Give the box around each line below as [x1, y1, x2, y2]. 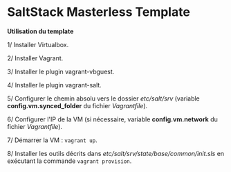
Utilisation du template [7, 27, 74, 35]
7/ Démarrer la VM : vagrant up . [7, 136, 98, 144]
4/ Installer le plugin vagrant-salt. [7, 80, 102, 89]
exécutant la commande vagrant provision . [7, 157, 132, 165]
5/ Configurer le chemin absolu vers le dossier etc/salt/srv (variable [7, 94, 201, 103]
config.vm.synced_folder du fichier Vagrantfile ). [7, 101, 148, 110]
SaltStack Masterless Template [7, 4, 190, 20]
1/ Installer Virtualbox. [7, 40, 69, 49]
